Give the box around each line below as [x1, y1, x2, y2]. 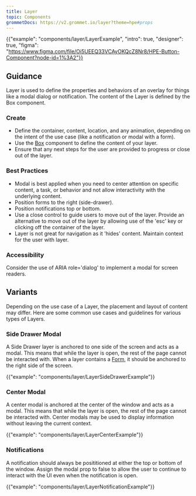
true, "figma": [6, 42, 39, 49]
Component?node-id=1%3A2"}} [6, 54, 84, 62]
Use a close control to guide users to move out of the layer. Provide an [14, 211, 184, 218]
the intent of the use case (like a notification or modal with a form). [14, 133, 176, 141]
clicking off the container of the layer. [14, 223, 105, 230]
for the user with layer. [14, 236, 69, 243]
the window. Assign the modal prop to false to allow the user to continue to [6, 466, 187, 473]
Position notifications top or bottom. [14, 205, 101, 212]
